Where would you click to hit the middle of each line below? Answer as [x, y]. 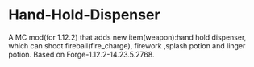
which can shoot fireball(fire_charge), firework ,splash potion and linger [127, 45]
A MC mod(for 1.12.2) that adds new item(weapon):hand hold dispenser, [127, 37]
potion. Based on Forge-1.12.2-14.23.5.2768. [81, 54]
